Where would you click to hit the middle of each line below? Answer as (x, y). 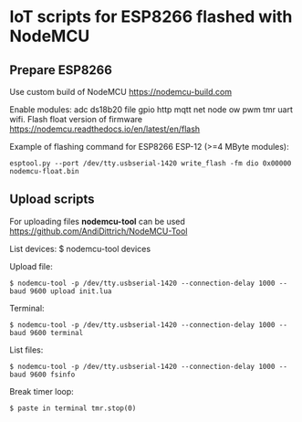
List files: (26, 350)
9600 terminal (57, 332)
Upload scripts (52, 200)
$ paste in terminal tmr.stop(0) (73, 408)
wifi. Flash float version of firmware (76, 119)
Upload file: (31, 266)
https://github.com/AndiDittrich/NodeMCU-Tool (99, 231)
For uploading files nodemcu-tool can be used (97, 221)
